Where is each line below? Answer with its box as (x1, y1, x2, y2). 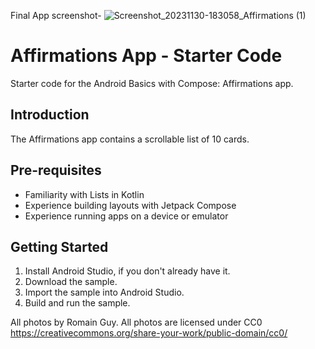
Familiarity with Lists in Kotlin (24, 188, 145, 200)
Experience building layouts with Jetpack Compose (24, 199, 237, 211)
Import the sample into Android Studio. (24, 286, 185, 299)
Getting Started (10, 238, 109, 255)
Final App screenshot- (10, 10, 102, 21)
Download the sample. (24, 276, 118, 288)
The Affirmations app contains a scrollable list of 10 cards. (10, 133, 250, 145)
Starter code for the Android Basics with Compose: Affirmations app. (10, 77, 294, 89)
